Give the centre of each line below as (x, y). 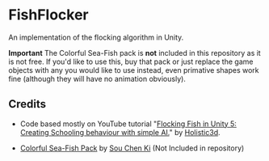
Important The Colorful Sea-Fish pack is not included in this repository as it (134, 53)
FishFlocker (48, 15)
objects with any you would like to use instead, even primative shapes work (134, 70)
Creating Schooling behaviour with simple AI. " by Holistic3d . (120, 132)
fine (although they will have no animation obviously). (97, 78)
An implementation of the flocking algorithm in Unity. (96, 37)
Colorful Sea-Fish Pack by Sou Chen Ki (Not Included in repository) (132, 148)
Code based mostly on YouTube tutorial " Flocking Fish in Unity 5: (128, 124)
